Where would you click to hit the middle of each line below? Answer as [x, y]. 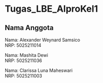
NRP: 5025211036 [23, 61]
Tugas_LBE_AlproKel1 [51, 9]
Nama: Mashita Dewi [27, 55]
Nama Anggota [29, 28]
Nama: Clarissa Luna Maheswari [39, 70]
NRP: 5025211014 [23, 45]
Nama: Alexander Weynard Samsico [42, 40]
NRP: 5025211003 [23, 76]
